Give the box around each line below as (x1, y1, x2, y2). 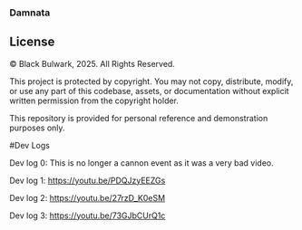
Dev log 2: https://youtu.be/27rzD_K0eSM (9, 192, 166, 203)
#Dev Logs (9, 139, 50, 150)
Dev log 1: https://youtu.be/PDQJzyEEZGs (9, 175, 166, 186)
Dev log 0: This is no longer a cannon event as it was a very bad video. (9, 157, 274, 168)
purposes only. (9, 122, 65, 133)
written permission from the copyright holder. (9, 95, 180, 106)
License (9, 34, 55, 50)
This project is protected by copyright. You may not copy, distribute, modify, (9, 75, 294, 87)
